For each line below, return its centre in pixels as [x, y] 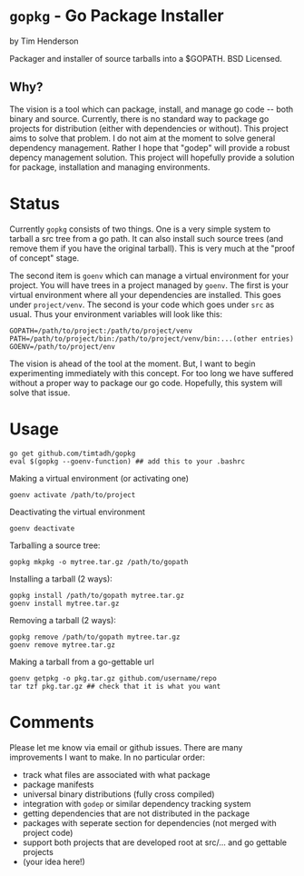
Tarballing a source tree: [55, 545]
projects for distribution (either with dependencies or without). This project [149, 128]
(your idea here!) [54, 861]
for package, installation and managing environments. [110, 167]
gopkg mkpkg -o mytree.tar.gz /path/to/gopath [99, 562]
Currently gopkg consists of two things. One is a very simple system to [140, 229]
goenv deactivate [42, 528]
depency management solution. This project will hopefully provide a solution [152, 157]
